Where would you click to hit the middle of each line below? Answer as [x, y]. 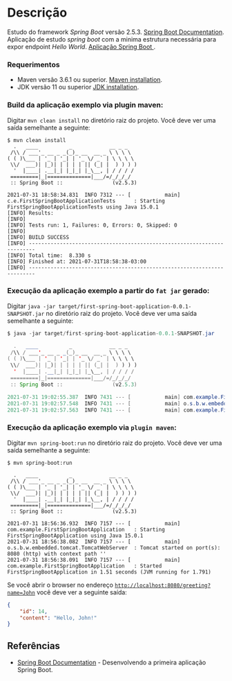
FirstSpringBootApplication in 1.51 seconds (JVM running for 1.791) [109, 572]
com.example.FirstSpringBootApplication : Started [85, 566]
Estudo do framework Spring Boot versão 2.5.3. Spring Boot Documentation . [116, 32]
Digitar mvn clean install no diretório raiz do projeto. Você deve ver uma [112, 120]
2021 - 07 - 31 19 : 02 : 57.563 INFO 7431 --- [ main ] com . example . [114, 410]
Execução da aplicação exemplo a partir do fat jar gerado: [108, 291]
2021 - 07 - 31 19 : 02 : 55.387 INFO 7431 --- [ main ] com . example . [114, 397]
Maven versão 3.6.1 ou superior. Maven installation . [90, 80]
